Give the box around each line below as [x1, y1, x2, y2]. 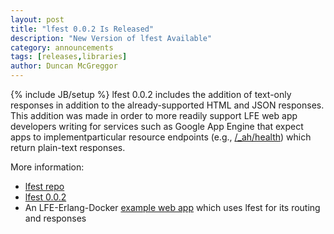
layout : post [10, 14, 65, 25]
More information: [10, 161, 85, 173]
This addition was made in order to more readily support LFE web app [10, 110, 298, 121]
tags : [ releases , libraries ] [10, 52, 128, 62]
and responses [24, 212, 87, 224]
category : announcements [10, 42, 114, 53]
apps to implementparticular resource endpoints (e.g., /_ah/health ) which [10, 131, 312, 143]
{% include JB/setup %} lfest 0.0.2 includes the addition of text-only [10, 89, 292, 100]
